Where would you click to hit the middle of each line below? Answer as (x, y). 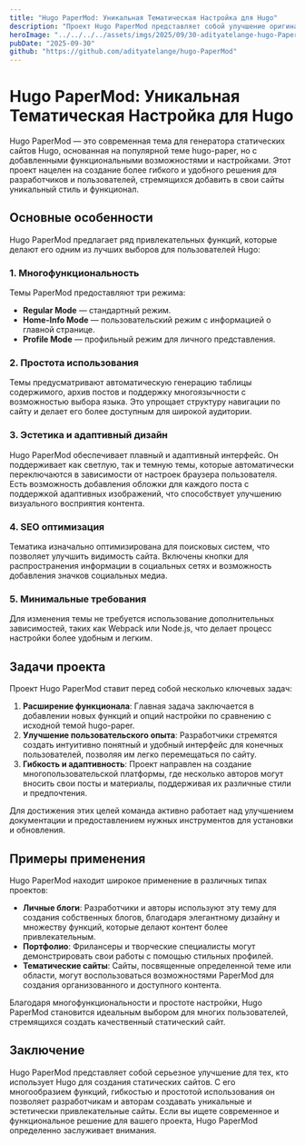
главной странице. (59, 330)
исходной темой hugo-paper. (79, 726)
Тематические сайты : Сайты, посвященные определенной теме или (157, 965)
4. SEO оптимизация (57, 526)
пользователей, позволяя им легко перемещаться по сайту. (139, 754)
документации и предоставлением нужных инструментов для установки (151, 821)
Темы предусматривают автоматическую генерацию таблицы (131, 383)
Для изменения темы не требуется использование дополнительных (142, 619)
